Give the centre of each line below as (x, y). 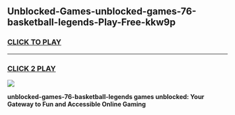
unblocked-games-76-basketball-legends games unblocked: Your (106, 96)
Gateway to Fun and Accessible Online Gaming (77, 104)
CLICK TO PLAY (34, 43)
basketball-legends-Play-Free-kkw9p (92, 23)
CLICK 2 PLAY (31, 68)
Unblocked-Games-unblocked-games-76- (102, 11)
